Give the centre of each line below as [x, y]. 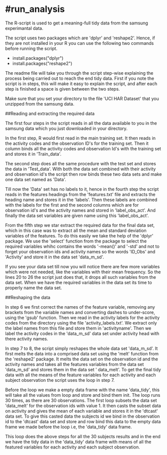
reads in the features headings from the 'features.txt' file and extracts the [80, 194]
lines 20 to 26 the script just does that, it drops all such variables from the [81, 277]
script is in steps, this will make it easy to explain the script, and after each [81, 84]
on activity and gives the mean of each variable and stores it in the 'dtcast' [82, 411]
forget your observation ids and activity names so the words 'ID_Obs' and [80, 251]
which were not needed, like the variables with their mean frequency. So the [83, 272]
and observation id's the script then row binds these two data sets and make [83, 174]
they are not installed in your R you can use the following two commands [80, 43]
